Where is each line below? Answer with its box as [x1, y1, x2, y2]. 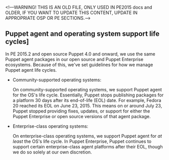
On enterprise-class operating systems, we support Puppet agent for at [12, 133, 162, 139]
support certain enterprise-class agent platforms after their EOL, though [12, 143, 163, 149]
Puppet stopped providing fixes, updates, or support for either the [12, 108, 150, 114]
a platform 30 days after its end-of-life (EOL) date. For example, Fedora [12, 97, 161, 103]
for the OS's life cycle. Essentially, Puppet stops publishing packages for [12, 92, 164, 98]
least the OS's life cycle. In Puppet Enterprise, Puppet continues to [12, 138, 152, 144]
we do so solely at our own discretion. [12, 149, 92, 155]
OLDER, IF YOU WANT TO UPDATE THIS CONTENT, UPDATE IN [5, 10, 138, 16]
